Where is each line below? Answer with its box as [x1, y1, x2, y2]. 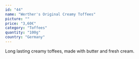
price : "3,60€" [5, 21, 36, 26]
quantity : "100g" [5, 30, 41, 35]
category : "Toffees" [5, 26, 48, 30]
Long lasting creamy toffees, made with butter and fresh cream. [5, 48, 135, 54]
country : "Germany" [5, 35, 45, 40]
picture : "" [5, 16, 30, 21]
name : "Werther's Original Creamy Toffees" [5, 12, 96, 17]
